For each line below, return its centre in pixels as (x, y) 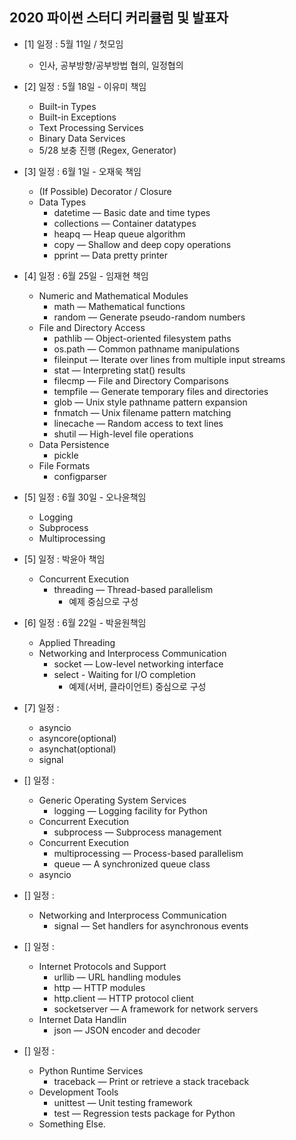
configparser (80, 476)
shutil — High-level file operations (123, 434)
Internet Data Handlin (82, 1019)
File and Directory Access (92, 327)
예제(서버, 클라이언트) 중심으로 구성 (137, 686)
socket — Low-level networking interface (138, 664)
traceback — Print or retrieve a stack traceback (151, 1081)
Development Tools (78, 1092)
